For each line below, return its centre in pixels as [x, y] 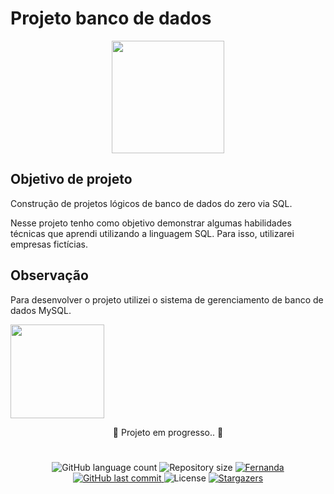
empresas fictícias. [49, 244]
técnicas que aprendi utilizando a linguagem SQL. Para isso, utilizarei [152, 233]
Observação [49, 275]
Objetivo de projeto [71, 179]
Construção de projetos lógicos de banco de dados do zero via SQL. [151, 203]
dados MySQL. [41, 310]
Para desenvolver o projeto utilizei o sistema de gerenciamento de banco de [167, 299]
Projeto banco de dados [111, 18]
